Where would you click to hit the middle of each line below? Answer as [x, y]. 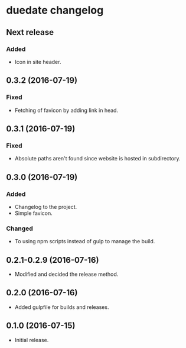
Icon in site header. [38, 62]
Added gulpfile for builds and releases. [62, 307]
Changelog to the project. [46, 207]
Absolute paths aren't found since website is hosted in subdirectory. [97, 159]
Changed [20, 228]
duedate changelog [55, 10]
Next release [30, 32]
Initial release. [32, 340]
